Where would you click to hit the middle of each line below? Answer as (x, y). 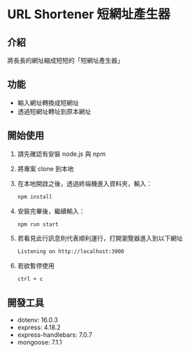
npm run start (38, 224)
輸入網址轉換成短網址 (48, 103)
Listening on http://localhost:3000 (71, 252)
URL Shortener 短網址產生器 (89, 14)
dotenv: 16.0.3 (37, 319)
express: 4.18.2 (39, 327)
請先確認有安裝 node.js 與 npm (61, 154)
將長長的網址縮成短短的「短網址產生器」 (65, 60)
